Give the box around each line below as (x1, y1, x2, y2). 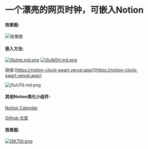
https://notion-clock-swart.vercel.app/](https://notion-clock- (16, 67, 138, 73)
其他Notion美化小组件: (5, 94, 51, 100)
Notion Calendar (5, 105, 38, 110)
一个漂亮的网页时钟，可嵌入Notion (5, 4, 144, 16)
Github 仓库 (5, 115, 28, 121)
